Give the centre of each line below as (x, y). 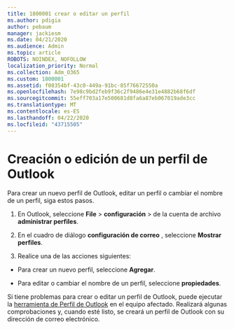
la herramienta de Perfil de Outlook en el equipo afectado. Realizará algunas (117, 304)
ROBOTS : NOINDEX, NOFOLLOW (47, 59)
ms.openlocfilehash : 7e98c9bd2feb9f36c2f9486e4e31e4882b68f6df (102, 92)
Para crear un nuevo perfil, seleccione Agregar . (86, 269)
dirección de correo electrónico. (54, 319)
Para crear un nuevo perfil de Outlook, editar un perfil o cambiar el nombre (115, 193)
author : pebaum (29, 27)
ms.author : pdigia (34, 20)
